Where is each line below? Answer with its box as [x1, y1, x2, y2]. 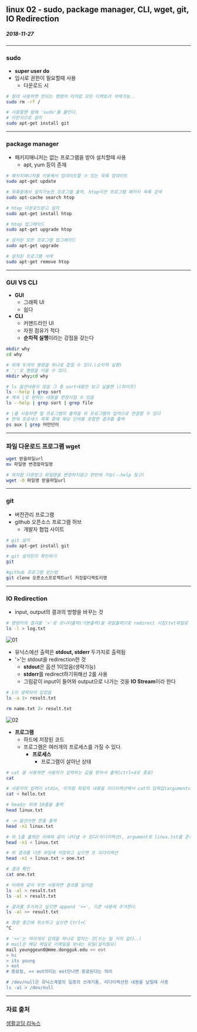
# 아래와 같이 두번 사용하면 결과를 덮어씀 [6, 882, 93, 888]
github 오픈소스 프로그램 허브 [14, 518, 82, 525]
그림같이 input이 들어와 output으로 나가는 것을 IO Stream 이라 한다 [23, 678, 176, 685]
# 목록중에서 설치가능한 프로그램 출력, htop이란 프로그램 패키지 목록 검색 [6, 189, 162, 195]
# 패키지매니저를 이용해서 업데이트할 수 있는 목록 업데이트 [6, 173, 128, 179]
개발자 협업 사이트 [23, 526, 64, 533]
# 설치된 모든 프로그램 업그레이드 [6, 238, 76, 243]
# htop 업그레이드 [6, 221, 45, 227]
